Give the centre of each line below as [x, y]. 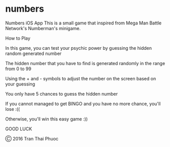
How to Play [18, 38]
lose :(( [13, 109]
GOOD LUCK [19, 129]
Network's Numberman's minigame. [43, 28]
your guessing [20, 84]
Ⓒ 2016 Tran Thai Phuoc [32, 138]
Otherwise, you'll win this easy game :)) [46, 119]
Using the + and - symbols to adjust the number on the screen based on [81, 78]
